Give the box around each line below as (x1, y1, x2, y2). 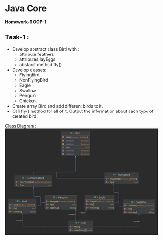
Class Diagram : (5, 123, 37, 129)
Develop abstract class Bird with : (12, 46, 79, 52)
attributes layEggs (19, 56, 56, 62)
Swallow (19, 87, 36, 93)
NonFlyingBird (19, 77, 48, 83)
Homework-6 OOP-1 (5, 19, 47, 25)
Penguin (19, 92, 36, 98)
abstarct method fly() (19, 61, 62, 67)
